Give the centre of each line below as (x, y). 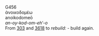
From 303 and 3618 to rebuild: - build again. (50, 28)
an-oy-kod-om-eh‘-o (26, 23)
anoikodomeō (19, 18)
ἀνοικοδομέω (19, 12)
